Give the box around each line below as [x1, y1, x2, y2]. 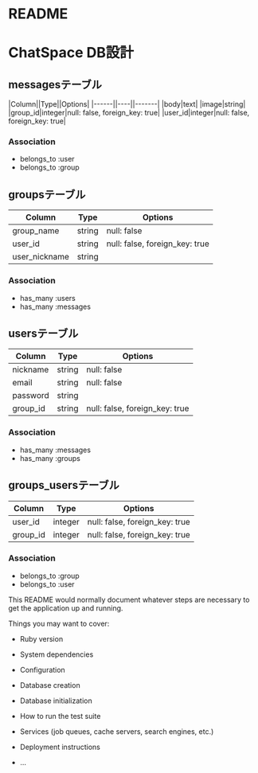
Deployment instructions [19, 742, 101, 752]
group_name [12, 225, 60, 236]
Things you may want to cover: [8, 619, 110, 628]
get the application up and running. [8, 603, 123, 613]
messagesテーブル [8, 77, 102, 92]
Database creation [19, 680, 81, 689]
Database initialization [19, 696, 93, 705]
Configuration [19, 665, 65, 674]
